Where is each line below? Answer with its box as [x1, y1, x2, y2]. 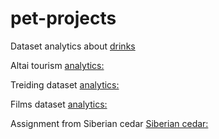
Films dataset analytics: [10, 98, 108, 110]
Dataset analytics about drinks [10, 40, 136, 52]
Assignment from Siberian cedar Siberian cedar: [10, 117, 209, 129]
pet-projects [10, 7, 117, 30]
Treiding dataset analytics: [10, 78, 120, 91]
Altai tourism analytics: [10, 59, 105, 71]
